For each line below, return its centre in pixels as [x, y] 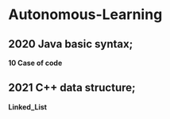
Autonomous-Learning [85, 15]
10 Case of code [35, 63]
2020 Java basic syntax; [71, 44]
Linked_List [28, 107]
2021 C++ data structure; [72, 88]
